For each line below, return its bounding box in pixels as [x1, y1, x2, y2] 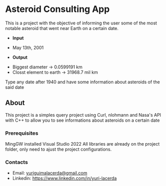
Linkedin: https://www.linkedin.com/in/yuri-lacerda [12, 176, 117, 182]
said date [5, 84, 24, 90]
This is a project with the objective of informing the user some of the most [5, 20, 157, 26]
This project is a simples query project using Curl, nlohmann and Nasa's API [5, 112, 161, 118]
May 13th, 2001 [12, 44, 44, 50]
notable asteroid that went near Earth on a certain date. [5, 25, 119, 31]
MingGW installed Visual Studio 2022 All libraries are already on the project [5, 141, 160, 147]
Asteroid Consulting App [5, 3, 110, 15]
